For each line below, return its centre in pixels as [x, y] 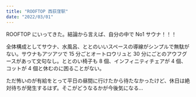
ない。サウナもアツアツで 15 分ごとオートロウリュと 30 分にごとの [86, 53]
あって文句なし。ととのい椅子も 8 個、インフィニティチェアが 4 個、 [104, 61]
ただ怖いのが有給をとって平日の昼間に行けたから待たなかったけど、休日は [96, 80]
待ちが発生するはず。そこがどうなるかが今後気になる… [77, 88]
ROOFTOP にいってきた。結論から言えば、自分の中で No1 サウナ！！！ [91, 34]
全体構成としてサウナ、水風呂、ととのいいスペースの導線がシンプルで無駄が [98, 46]
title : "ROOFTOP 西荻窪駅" [37, 11]
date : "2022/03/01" [30, 17]
